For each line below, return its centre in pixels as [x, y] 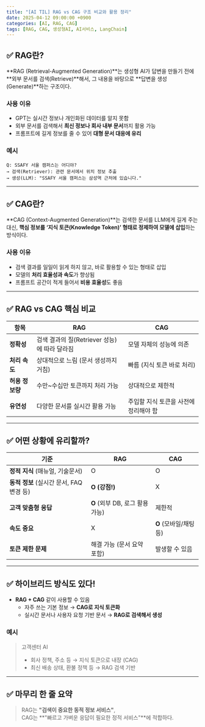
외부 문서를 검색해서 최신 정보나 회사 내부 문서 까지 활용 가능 [85, 126]
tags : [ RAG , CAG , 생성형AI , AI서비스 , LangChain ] [67, 29]
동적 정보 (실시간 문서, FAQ [46, 483]
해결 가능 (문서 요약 [117, 544]
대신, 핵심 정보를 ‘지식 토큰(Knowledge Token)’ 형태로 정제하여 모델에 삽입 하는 [101, 227]
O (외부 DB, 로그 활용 [120, 503]
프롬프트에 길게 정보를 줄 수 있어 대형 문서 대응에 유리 [78, 133]
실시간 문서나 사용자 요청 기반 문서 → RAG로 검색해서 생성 [93, 615]
